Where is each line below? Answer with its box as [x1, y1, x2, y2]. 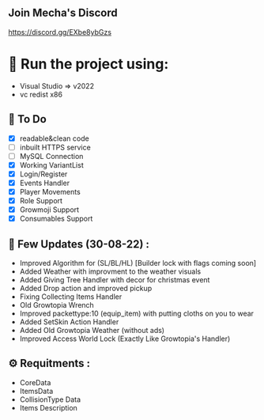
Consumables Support [19, 214, 93, 224]
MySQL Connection [19, 151, 84, 161]
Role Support [19, 196, 63, 205]
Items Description [19, 403, 77, 412]
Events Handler [19, 178, 70, 187]
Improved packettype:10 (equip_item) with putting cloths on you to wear [19, 308, 255, 318]
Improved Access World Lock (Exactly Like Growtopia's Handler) [19, 334, 231, 343]
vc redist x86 [19, 89, 63, 99]
